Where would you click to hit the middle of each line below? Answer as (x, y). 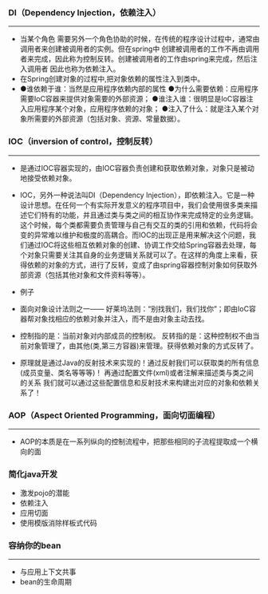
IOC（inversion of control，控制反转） (83, 141)
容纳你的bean (35, 546)
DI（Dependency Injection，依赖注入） (85, 12)
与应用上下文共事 (48, 572)
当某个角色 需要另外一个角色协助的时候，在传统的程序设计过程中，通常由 (140, 39)
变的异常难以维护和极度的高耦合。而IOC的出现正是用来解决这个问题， (134, 235)
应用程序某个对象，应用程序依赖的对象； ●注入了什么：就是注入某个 (140, 109)
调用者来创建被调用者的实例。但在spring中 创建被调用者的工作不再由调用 (140, 49)
